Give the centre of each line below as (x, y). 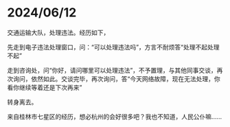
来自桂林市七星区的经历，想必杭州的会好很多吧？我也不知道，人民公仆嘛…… (115, 116)
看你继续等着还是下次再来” (45, 87)
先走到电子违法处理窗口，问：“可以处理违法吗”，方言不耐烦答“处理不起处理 (113, 47)
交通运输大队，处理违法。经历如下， (58, 32)
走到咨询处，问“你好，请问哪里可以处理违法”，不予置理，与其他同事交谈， (112, 70)
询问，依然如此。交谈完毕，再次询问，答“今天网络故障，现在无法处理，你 (117, 79)
